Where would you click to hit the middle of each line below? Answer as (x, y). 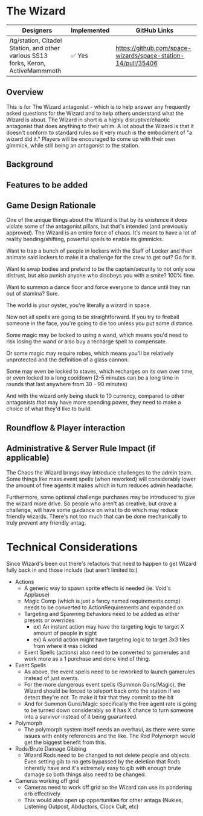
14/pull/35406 (137, 63)
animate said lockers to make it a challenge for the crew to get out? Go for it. (101, 257)
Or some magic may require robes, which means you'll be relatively (90, 353)
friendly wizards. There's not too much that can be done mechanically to (97, 516)
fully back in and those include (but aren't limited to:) (72, 570)
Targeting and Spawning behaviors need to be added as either (102, 614)
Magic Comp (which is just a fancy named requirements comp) (102, 601)
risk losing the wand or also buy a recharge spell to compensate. (87, 342)
